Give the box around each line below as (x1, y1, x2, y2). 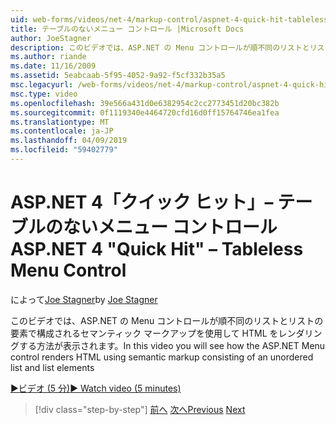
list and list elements (10, 361, 95, 373)
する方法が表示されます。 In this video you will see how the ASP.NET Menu (18, 339, 326, 351)
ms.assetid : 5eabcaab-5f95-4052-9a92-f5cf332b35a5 (10, 71, 226, 81)
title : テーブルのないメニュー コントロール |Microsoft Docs (10, 24, 245, 34)
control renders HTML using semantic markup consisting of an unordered (10, 351, 314, 363)
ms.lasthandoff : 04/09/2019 (10, 136, 128, 146)
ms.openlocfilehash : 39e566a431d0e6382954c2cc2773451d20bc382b (10, 98, 280, 108)
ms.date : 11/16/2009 (10, 61, 97, 71)
